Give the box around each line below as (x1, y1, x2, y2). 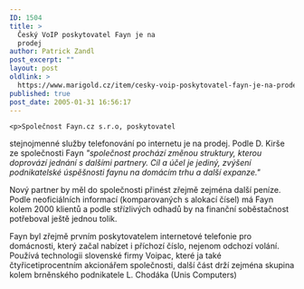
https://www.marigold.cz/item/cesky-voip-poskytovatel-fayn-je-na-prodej (17, 81, 301, 90)
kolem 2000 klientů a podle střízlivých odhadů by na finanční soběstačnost (9, 204, 290, 215)
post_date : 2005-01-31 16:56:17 (9, 97, 131, 107)
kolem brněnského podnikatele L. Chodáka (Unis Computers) (9, 269, 237, 281)
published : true (9, 89, 71, 98)
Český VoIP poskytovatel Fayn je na (17, 30, 156, 39)
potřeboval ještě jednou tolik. (9, 214, 118, 225)
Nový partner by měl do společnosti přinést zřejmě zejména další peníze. (9, 185, 281, 196)
